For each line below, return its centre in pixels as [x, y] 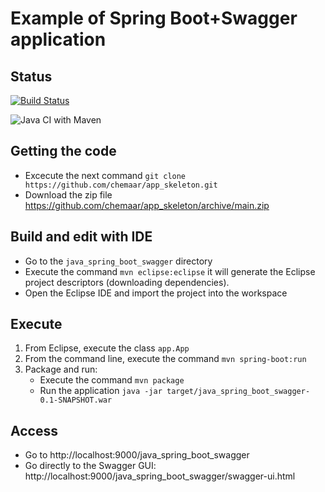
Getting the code [63, 151]
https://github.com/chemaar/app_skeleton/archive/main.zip [147, 205]
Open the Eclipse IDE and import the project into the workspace [156, 293]
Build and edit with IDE [81, 237]
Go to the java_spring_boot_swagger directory [118, 261]
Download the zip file [68, 194]
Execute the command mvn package [112, 380]
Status [31, 76]
